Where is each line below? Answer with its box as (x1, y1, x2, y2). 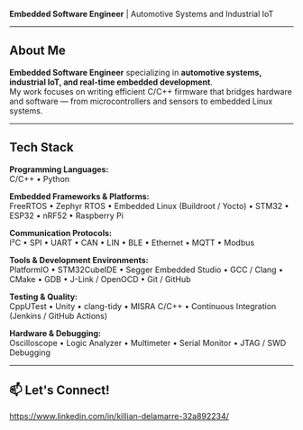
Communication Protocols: (9, 227, 113, 238)
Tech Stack (9, 140, 74, 155)
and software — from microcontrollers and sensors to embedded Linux (9, 96, 273, 106)
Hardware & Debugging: (9, 327, 102, 338)
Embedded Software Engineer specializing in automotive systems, (9, 67, 262, 78)
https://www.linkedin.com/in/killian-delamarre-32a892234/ (9, 411, 230, 422)
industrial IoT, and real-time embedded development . (9, 77, 214, 87)
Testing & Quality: (9, 291, 78, 302)
